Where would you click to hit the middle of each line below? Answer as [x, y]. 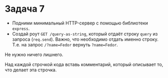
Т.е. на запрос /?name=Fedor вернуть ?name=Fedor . [65, 44]
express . [21, 28]
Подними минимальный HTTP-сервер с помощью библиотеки [80, 23]
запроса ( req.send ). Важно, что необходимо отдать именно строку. [85, 39]
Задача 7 [25, 9]
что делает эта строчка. [31, 70]
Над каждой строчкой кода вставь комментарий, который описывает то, [84, 64]
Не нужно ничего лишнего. [34, 55]
